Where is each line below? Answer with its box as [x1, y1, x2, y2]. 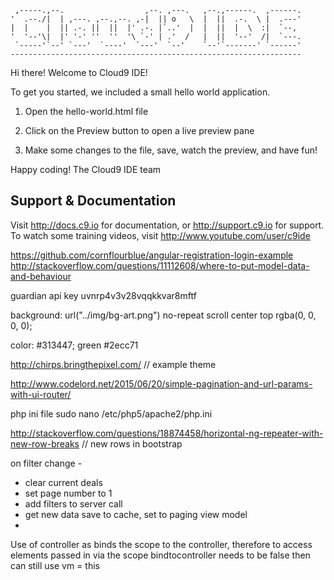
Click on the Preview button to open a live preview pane [24, 125, 255, 136]
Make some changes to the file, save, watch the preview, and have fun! [24, 144, 318, 156]
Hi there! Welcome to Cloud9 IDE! [10, 67, 148, 78]
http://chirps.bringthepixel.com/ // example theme [10, 358, 217, 370]
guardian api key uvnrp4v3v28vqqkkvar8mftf [10, 289, 197, 301]
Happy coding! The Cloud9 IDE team [10, 164, 162, 175]
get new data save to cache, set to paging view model [24, 508, 248, 520]
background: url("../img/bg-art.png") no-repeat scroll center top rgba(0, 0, [10, 309, 317, 321]
